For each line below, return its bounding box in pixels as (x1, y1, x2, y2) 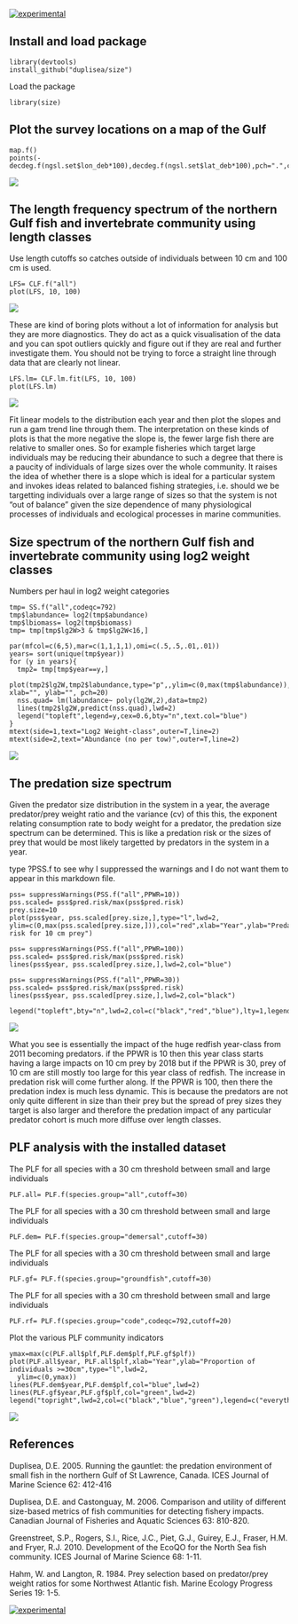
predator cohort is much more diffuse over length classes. (9, 1115, 222, 1125)
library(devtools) (9, 58, 77, 67)
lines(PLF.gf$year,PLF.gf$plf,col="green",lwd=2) (9, 1388, 197, 1397)
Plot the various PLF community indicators (9, 1332, 164, 1343)
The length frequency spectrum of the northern (9, 202, 278, 217)
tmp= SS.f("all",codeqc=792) (9, 603, 117, 612)
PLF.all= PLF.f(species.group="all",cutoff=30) (9, 1190, 189, 1199)
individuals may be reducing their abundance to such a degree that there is (9, 453, 284, 463)
